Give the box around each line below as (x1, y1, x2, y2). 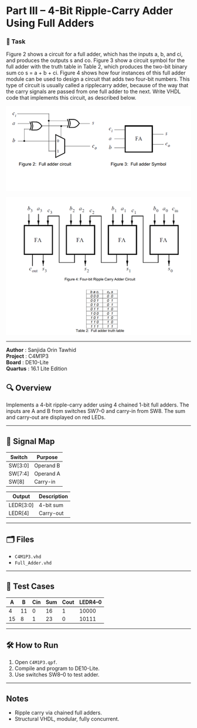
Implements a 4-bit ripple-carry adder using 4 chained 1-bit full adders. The (6, 401, 189, 408)
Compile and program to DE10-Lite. (14, 665, 100, 672)
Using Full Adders (6, 16, 94, 30)
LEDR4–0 (79, 599, 102, 606)
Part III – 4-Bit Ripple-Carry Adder (6, 4, 173, 18)
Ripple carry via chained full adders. (14, 709, 103, 716)
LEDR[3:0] (8, 501, 34, 508)
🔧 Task (6, 37, 26, 46)
